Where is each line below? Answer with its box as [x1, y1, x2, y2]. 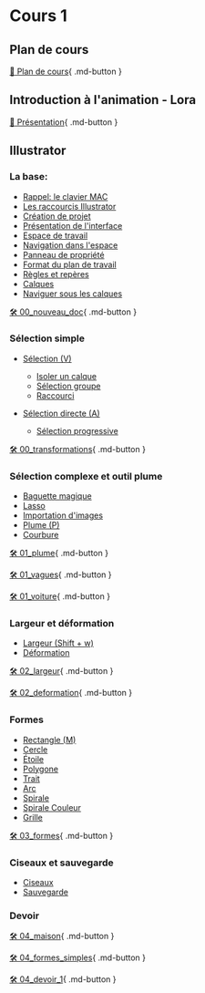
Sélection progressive [36, 425, 118, 436]
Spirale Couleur [22, 802, 82, 812]
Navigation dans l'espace [22, 239, 118, 251]
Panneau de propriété [22, 249, 105, 260]
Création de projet [22, 211, 91, 222]
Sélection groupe [36, 380, 101, 391]
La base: [9, 171, 48, 183]
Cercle [22, 744, 48, 755]
